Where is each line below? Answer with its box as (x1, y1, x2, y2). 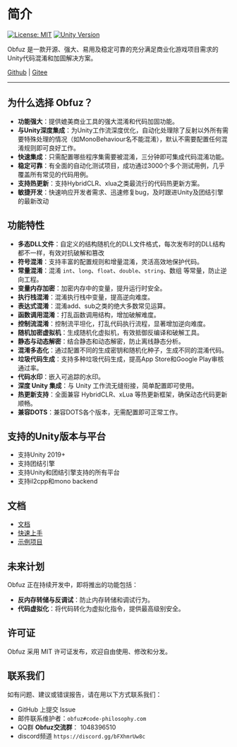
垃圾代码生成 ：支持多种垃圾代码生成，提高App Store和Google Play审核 (17, 355, 224, 363)
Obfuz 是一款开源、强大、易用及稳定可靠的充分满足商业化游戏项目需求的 (7, 45, 219, 53)
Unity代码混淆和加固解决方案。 (7, 54, 97, 62)
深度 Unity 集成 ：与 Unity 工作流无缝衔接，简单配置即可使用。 (17, 381, 198, 389)
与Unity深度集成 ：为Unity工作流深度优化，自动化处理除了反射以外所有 (17, 125, 223, 135)
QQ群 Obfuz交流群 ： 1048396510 (17, 723, 116, 731)
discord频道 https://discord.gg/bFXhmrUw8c (17, 731, 146, 740)
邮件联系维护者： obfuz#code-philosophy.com (17, 714, 147, 722)
